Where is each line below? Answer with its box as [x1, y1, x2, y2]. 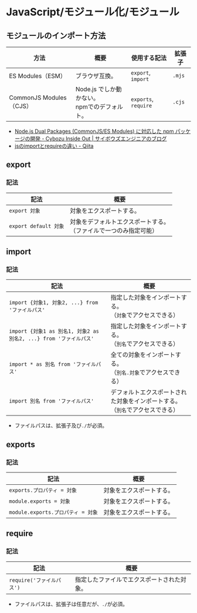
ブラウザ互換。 [75, 72, 117, 80]
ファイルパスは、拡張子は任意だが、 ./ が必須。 [14, 600, 128, 607]
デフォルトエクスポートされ [110, 388, 187, 397]
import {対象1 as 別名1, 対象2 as [9, 328, 100, 335]
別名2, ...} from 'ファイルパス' [9, 336, 94, 342]
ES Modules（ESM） [9, 72, 66, 80]
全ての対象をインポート [110, 351, 176, 359]
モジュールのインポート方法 [6, 31, 106, 41]
